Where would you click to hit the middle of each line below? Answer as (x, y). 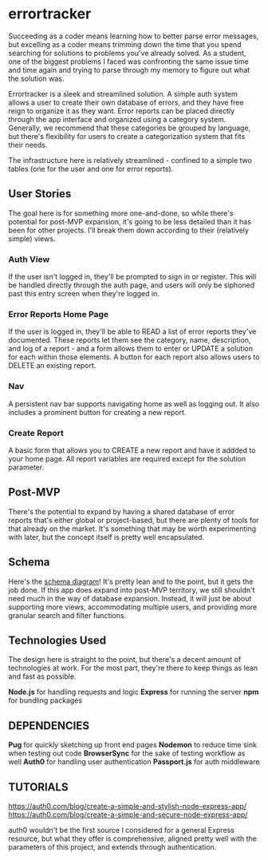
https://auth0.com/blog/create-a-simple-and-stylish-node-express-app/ (128, 806)
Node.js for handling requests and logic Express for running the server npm (134, 692)
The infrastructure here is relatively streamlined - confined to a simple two (130, 160)
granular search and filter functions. (67, 615)
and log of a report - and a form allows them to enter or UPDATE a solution (131, 349)
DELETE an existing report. (52, 366)
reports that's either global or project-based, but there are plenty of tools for (134, 520)
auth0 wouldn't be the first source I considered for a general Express (122, 830)
